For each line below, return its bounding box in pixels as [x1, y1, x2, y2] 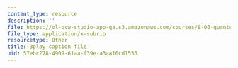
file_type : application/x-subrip [7, 30, 106, 38]
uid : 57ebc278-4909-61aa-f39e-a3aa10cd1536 [7, 50, 138, 57]
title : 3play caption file [7, 43, 87, 50]
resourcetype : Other [7, 37, 69, 44]
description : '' [7, 17, 55, 24]
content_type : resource [7, 10, 78, 18]
